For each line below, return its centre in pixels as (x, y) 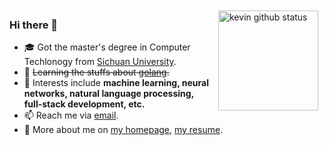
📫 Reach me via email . (71, 115)
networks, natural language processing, (108, 94)
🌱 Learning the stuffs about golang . (96, 72)
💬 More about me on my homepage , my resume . (123, 130)
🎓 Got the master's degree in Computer (107, 47)
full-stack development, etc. (84, 104)
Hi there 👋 (34, 25)
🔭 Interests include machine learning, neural (116, 83)
